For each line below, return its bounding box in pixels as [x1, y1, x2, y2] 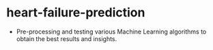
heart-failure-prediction [6, 5, 145, 21]
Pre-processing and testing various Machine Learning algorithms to [16, 27, 207, 36]
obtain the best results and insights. [16, 34, 117, 42]
